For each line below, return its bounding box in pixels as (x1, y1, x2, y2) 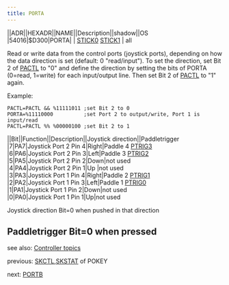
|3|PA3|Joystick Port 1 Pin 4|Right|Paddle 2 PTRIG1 (7, 171, 150, 179)
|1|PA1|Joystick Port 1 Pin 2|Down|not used (7, 185, 128, 193)
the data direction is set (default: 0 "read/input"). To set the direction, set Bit (7, 56, 221, 65)
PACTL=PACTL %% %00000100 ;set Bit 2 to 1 (7, 122, 130, 130)
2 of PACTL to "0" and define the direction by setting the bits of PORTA (7, 64, 207, 72)
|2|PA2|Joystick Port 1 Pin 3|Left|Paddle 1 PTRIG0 (7, 178, 147, 187)
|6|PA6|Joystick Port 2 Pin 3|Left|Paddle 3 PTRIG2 (7, 149, 149, 157)
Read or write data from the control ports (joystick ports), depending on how (7, 49, 222, 57)
